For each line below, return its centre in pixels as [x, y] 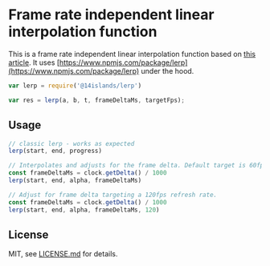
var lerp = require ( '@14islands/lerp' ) [75, 86]
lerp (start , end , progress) [55, 151]
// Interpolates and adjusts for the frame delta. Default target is [127, 166]
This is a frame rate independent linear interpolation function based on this [132, 54]
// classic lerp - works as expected [72, 143]
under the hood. [168, 71]
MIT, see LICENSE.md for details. [63, 254]
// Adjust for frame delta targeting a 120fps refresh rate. [113, 195]
